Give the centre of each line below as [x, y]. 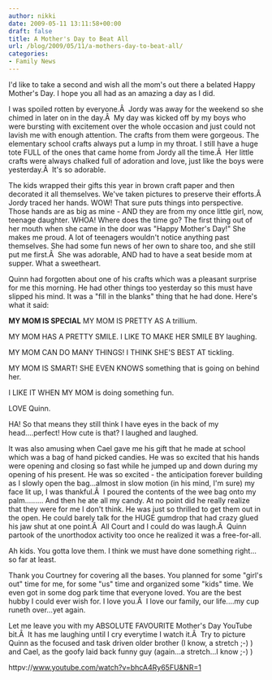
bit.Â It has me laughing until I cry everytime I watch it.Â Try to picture [127, 634]
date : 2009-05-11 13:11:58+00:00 [65, 24]
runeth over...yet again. [47, 610]
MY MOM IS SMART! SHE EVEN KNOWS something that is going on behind [134, 368]
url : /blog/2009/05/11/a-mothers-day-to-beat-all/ [96, 46]
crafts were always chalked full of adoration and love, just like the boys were [136, 160]
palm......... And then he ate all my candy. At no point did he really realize [129, 500]
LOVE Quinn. [30, 408]
